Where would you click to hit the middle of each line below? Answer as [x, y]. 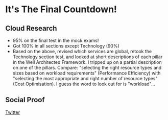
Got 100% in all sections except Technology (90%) [66, 46]
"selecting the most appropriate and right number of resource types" [85, 78]
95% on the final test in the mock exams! [56, 40]
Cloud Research [31, 28]
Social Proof [25, 100]
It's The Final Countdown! [61, 9]
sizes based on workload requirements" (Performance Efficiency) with [87, 73]
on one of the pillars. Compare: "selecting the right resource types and [87, 68]
